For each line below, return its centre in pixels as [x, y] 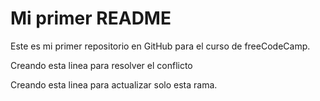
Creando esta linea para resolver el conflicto [101, 65]
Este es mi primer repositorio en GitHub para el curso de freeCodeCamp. [160, 46]
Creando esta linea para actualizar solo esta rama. [114, 84]
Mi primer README [91, 18]
